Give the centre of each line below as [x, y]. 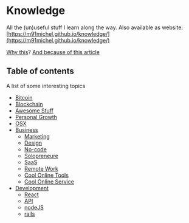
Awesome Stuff [34, 111]
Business [26, 130]
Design [33, 143]
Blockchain [29, 104]
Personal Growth [36, 117]
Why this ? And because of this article [53, 52]
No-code [36, 149]
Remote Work [41, 168]
